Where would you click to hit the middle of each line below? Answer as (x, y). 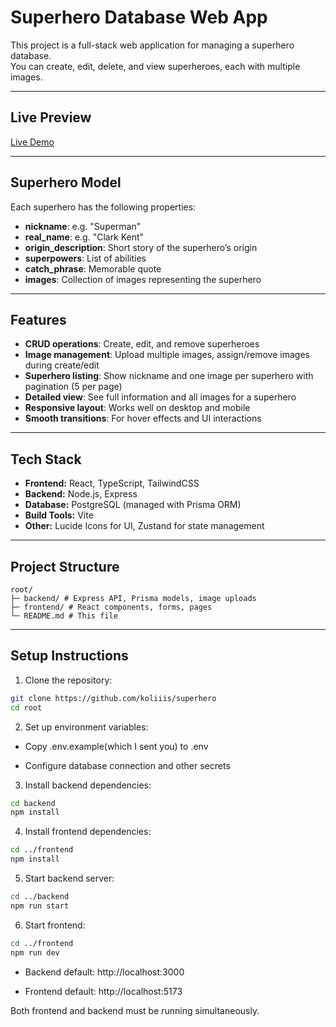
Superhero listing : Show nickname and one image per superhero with (169, 376)
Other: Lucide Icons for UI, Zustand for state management (144, 526)
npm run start (40, 906)
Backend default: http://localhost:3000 (104, 972)
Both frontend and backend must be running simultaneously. (135, 1010)
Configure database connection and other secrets (127, 765)
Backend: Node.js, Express (81, 494)
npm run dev (35, 952)
